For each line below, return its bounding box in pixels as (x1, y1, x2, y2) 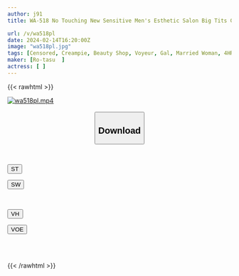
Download (98, 125, 141, 136)
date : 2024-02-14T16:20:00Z (7, 36, 91, 43)
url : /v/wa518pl (7, 30, 55, 37)
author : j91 (7, 10, 43, 18)
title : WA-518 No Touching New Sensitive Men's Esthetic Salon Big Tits (7, 17, 228, 24)
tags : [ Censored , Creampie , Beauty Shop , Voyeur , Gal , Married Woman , (7, 50, 221, 57)
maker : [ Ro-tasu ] (7, 56, 65, 64)
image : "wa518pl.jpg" (7, 43, 72, 51)
